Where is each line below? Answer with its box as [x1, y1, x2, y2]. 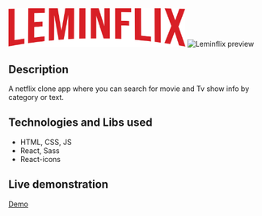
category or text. [8, 93, 65, 102]
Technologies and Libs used [8, 116, 153, 130]
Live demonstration [8, 177, 109, 192]
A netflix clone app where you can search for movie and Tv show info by [8, 84, 250, 93]
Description [8, 62, 69, 76]
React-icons [19, 154, 61, 164]
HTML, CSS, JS [19, 137, 72, 147]
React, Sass [19, 145, 60, 156]
